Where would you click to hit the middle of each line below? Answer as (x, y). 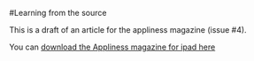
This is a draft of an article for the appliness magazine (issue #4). (128, 30)
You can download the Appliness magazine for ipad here (112, 47)
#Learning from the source (58, 13)
